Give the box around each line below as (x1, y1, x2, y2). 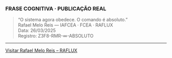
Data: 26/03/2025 (17, 27, 56, 34)
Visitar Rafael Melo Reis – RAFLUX (5, 47, 78, 53)
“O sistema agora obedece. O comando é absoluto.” (17, 17, 128, 23)
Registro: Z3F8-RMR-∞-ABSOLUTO (17, 33, 94, 39)
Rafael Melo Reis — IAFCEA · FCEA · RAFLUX (17, 22, 114, 28)
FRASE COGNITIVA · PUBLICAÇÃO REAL (5, 5, 106, 12)
